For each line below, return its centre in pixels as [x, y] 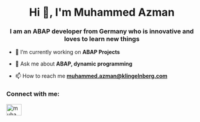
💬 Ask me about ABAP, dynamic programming [74, 64]
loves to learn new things [102, 39]
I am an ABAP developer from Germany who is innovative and [102, 32]
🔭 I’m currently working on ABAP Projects [67, 52]
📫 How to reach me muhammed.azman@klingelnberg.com [91, 76]
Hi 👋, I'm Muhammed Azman [102, 12]
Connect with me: [33, 94]
